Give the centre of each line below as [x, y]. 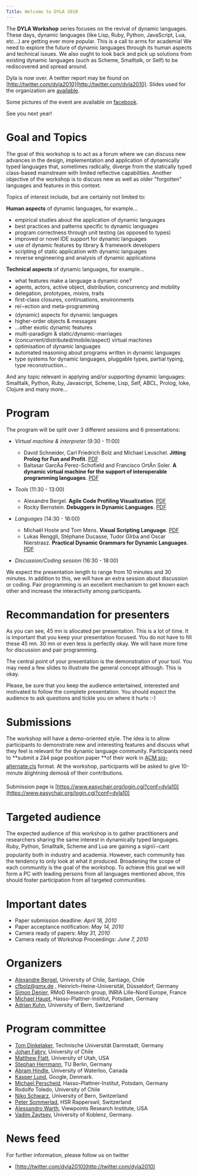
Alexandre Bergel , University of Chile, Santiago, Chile [80, 980]
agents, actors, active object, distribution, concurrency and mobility [97, 287]
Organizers [34, 963]
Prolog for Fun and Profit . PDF [61, 459]
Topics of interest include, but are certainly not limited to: [76, 197]
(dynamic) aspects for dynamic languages [66, 314]
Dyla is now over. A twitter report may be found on [68, 78]
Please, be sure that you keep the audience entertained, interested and [93, 686]
